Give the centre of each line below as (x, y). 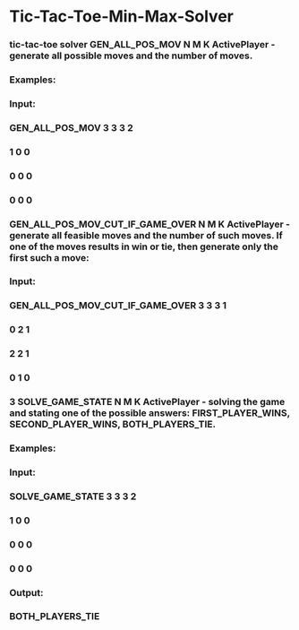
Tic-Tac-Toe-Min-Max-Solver (122, 17)
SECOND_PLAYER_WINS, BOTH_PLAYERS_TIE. (113, 425)
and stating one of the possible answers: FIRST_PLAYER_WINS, (150, 413)
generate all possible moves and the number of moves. (131, 56)
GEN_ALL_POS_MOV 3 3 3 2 (71, 127)
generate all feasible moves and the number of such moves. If (146, 235)
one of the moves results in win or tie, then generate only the (144, 246)
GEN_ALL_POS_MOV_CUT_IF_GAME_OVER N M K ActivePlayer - (150, 224)
